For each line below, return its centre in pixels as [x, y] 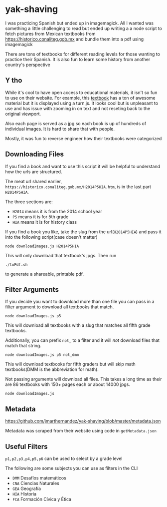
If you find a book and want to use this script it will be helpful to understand [83, 166]
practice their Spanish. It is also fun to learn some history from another [78, 59]
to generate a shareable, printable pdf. [45, 274]
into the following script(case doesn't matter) [52, 237]
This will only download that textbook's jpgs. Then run [61, 255]
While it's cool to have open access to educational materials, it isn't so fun [81, 92]
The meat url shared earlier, [34, 181]
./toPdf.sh [16, 265]
